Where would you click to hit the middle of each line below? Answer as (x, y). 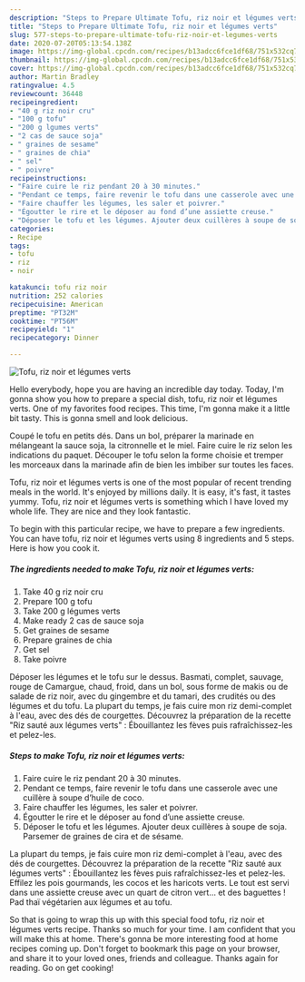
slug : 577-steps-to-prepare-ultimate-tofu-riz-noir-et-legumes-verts (144, 34)
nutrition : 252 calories (56, 296)
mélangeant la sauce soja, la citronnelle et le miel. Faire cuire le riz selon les (151, 445)
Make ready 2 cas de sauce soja (83, 620)
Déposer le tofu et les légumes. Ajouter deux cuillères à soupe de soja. (155, 826)
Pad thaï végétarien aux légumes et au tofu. (91, 902)
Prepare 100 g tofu (57, 601)
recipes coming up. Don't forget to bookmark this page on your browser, (145, 948)
